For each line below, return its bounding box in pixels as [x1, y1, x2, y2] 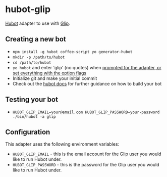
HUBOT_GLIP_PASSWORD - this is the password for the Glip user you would [12, 162, 160, 168]
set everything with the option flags [12, 70, 87, 76]
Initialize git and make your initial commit [12, 75, 97, 81]
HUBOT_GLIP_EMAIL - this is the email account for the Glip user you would [12, 151, 161, 157]
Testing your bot [5, 95, 58, 104]
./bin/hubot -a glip [12, 114, 56, 119]
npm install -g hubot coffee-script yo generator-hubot [12, 49, 133, 54]
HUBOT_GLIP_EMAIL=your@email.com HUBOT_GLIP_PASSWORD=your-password [12, 110, 160, 115]
